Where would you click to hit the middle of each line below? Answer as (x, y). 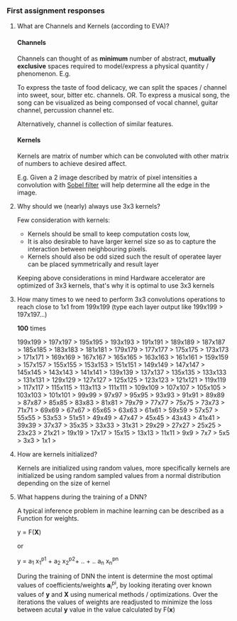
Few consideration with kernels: (64, 220)
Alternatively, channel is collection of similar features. (95, 124)
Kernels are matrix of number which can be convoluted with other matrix (123, 156)
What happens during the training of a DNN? (82, 496)
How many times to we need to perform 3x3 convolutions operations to (121, 299)
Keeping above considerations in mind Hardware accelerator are (111, 278)
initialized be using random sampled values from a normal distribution (119, 475)
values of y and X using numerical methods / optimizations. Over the (117, 594)
